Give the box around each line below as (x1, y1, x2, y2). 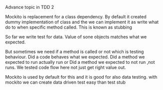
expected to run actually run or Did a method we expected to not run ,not (5, 59, 156, 65)
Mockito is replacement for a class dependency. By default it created (5, 14, 147, 19)
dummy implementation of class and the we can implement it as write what (5, 19, 159, 25)
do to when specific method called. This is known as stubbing (5, 24, 132, 30)
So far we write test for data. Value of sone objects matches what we (5, 34, 147, 40)
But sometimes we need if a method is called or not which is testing (5, 49, 144, 54)
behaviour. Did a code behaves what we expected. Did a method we (5, 54, 145, 60)
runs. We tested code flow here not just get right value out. (5, 64, 126, 70)
